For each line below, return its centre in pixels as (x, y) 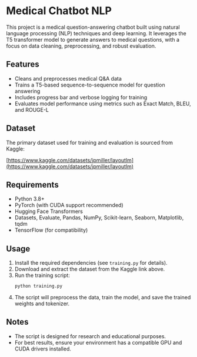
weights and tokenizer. (42, 303)
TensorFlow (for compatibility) (51, 230)
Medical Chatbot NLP (59, 11)
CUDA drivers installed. (43, 349)
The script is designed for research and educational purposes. (90, 336)
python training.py (39, 286)
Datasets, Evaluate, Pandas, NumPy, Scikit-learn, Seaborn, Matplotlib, (99, 218)
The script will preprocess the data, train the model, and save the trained (103, 298)
